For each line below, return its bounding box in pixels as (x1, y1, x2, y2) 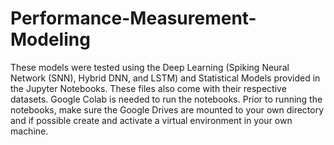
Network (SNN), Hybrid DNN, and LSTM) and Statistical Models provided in (10, 72, 321, 84)
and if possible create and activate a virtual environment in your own (10, 114, 293, 126)
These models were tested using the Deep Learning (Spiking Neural (10, 61, 290, 73)
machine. (10, 125, 49, 137)
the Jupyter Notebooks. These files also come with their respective (10, 82, 287, 94)
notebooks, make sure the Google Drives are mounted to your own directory (10, 103, 325, 116)
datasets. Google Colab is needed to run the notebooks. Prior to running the (10, 93, 323, 105)
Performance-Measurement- (10, 7, 257, 30)
